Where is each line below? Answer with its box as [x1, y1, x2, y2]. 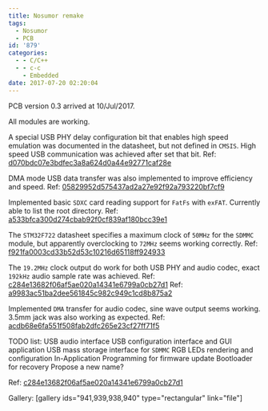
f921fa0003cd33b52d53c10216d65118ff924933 [8, 246, 166, 257]
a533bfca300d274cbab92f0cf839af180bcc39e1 [8, 214, 168, 224]
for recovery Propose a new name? [8, 362, 124, 372]
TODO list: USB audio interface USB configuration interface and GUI [8, 336, 232, 346]
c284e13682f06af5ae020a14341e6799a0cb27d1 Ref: [8, 279, 183, 289]
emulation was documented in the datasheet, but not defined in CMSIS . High [8, 140, 257, 150]
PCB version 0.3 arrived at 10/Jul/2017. [8, 101, 135, 111]
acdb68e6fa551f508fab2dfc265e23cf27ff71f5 [8, 320, 160, 330]
